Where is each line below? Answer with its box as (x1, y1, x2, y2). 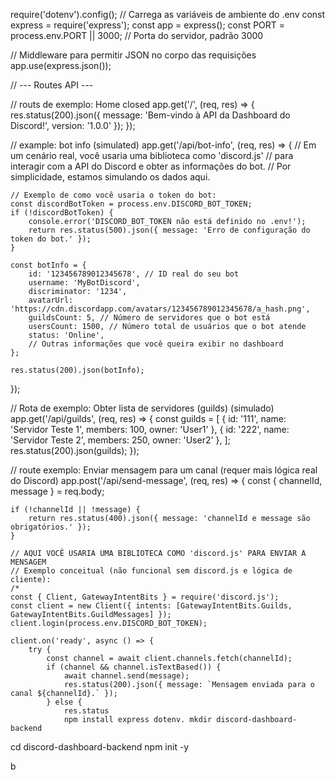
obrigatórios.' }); (10, 522, 92, 532)
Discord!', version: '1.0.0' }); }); (10, 120, 136, 131)
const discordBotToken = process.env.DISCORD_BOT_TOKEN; (10, 199, 253, 209)
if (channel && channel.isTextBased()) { (46, 662, 222, 672)
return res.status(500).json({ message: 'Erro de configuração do (28, 225, 311, 235)
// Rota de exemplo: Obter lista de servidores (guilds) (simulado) (10, 402, 275, 414)
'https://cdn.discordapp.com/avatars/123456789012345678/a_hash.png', (10, 304, 311, 314)
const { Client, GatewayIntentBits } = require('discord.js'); (10, 592, 280, 602)
